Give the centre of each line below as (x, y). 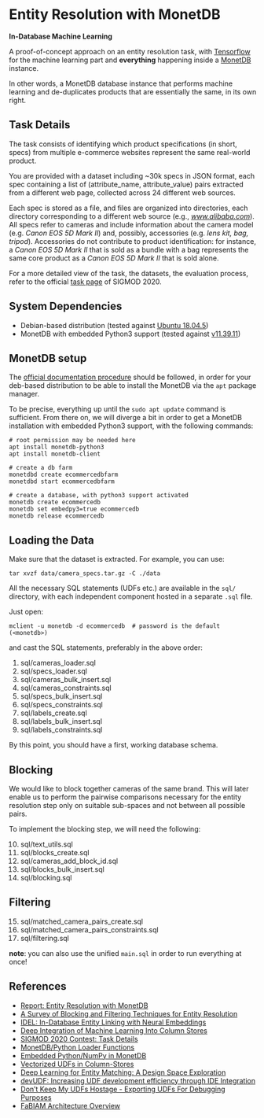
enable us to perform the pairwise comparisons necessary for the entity (125, 797)
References (38, 986)
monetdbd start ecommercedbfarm (62, 482)
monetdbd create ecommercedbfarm (64, 475)
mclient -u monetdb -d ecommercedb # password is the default (115, 626)
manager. (24, 394)
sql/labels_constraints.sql (61, 730)
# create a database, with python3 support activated (99, 496)
